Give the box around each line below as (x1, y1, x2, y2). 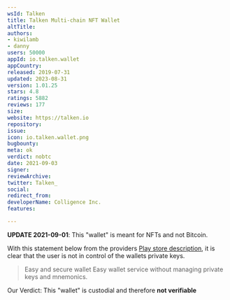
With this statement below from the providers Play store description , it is (7, 244, 215, 252)
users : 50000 (7, 50, 45, 57)
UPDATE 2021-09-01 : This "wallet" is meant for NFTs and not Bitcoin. (7, 230, 208, 238)
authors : (7, 29, 33, 37)
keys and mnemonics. (24, 272, 88, 280)
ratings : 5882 (7, 95, 49, 102)
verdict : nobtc (7, 153, 52, 161)
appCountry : (7, 62, 42, 69)
